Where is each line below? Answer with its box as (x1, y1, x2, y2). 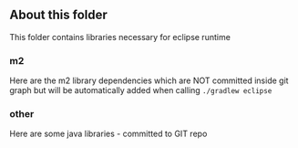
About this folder (9, 7, 108, 23)
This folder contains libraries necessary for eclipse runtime (9, 31, 231, 42)
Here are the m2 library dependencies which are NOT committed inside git (9, 75, 289, 86)
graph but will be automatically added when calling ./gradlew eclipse (9, 85, 272, 96)
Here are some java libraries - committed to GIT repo (9, 128, 208, 140)
